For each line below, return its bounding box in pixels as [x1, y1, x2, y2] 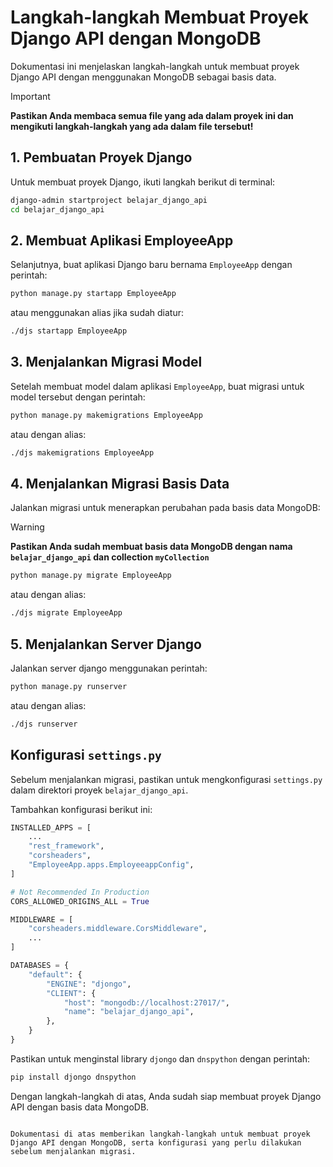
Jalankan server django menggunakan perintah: [10, 662, 208, 674]
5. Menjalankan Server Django [10, 636, 202, 653]
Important [10, 90, 51, 102]
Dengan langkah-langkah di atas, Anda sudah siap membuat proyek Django [10, 1090, 322, 1102]
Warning [10, 521, 45, 533]
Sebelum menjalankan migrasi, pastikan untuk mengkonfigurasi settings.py [10, 773, 323, 785]
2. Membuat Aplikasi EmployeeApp [10, 232, 234, 249]
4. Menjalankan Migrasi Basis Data [10, 476, 230, 493]
